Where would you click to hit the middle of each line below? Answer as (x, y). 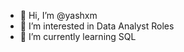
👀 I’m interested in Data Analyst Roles (97, 26)
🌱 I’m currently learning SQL (78, 36)
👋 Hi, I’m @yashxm (58, 15)
